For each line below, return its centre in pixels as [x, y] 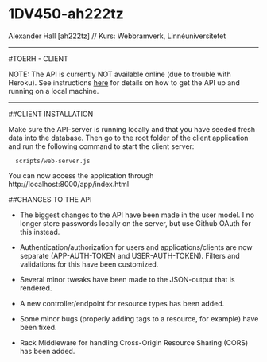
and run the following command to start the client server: [101, 146]
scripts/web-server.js [53, 161]
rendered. [36, 288]
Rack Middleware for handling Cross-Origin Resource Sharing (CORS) [134, 342]
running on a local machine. [54, 91]
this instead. [40, 232]
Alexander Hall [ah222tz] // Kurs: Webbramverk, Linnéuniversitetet [117, 36]
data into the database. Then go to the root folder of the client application [128, 138]
